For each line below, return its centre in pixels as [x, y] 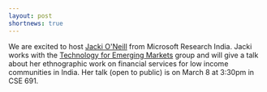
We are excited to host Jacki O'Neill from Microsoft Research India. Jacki [130, 46]
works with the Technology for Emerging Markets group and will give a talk [133, 55]
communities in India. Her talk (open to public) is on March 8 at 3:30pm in [131, 72]
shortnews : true [36, 23]
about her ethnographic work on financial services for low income [118, 63]
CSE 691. [24, 81]
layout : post [30, 16]
